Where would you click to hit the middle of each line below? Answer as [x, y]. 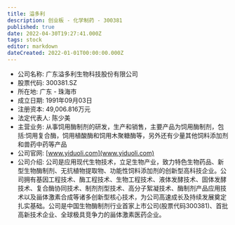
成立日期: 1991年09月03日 [55, 100]
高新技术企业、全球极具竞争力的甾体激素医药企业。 [91, 214]
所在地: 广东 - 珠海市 [47, 91]
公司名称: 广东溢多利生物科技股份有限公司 [78, 74]
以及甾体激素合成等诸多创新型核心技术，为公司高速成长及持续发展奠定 [125, 197]
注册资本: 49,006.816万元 [54, 109]
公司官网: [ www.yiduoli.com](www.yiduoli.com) [86, 153]
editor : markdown [33, 46]
